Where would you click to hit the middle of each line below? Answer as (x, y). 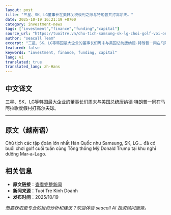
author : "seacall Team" (31, 39)
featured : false (22, 48)
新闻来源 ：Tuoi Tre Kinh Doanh (45, 191)
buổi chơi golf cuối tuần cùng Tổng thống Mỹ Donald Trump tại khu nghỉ (81, 148)
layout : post (19, 10)
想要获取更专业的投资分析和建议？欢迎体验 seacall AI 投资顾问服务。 (77, 208)
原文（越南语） (29, 130)
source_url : (18, 34)
